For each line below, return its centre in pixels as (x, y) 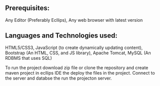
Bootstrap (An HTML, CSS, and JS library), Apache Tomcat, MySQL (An (78, 53)
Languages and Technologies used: (61, 36)
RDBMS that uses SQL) (28, 58)
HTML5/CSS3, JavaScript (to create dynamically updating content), (74, 47)
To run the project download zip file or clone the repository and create (77, 67)
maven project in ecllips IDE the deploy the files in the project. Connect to (80, 73)
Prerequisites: (27, 8)
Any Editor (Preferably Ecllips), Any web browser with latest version (74, 20)
